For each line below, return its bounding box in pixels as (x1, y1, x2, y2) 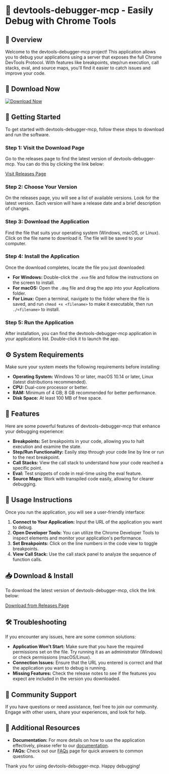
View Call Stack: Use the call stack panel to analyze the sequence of (12, 551, 156, 557)
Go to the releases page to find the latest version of (5, 155, 112, 161)
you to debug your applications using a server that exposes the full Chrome (5, 54, 162, 60)
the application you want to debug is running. (12, 665, 107, 671)
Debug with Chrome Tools (5, 15, 117, 27)
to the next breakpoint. (12, 454, 60, 460)
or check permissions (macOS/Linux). (12, 654, 92, 660)
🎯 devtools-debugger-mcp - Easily (5, 5, 154, 16)
